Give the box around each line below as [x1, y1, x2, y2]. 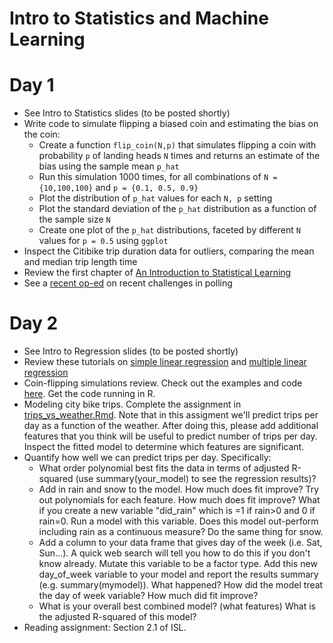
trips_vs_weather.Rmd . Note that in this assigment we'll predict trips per [23, 409, 319, 421]
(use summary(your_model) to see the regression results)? [75, 473, 317, 485]
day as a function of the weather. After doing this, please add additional [23, 420, 319, 432]
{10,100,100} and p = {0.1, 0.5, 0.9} [38, 182, 199, 194]
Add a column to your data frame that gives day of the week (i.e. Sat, [38, 537, 323, 549]
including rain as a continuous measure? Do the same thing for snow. [38, 526, 324, 538]
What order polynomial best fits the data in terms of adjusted [38, 462, 290, 474]
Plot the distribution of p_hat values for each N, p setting [38, 192, 273, 204]
